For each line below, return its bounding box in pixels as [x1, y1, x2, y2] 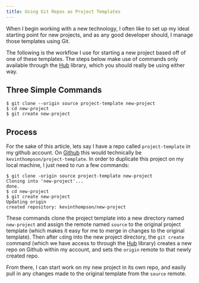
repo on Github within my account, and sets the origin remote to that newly [6, 246, 191, 253]
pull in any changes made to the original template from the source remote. [6, 270, 187, 277]
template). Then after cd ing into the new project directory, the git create [6, 233, 185, 240]
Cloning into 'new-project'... [6, 178, 84, 184]
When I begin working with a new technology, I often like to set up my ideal [6, 25, 190, 32]
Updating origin [6, 199, 46, 205]
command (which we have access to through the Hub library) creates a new [6, 240, 192, 247]
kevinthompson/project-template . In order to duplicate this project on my [6, 155, 184, 163]
